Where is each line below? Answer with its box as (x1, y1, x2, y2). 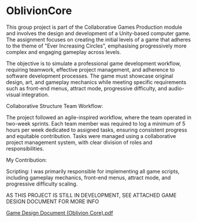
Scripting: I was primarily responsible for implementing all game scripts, (6, 167, 180, 174)
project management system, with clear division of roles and (6, 139, 153, 146)
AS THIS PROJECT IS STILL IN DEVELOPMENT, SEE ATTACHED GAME (6, 191, 177, 199)
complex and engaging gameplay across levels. (6, 48, 122, 55)
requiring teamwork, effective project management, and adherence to (6, 66, 175, 73)
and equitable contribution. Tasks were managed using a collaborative (6, 132, 176, 139)
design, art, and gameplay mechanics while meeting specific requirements (6, 78, 186, 86)
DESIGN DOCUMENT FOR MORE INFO (6, 198, 99, 205)
